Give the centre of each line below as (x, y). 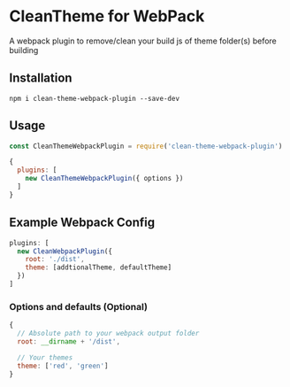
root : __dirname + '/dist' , (69, 341)
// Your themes (45, 357)
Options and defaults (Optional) (79, 306)
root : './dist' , (55, 259)
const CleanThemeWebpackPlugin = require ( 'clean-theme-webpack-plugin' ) (146, 146)
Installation (41, 78)
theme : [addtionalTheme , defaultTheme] (99, 267)
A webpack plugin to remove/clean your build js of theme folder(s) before (143, 41)
